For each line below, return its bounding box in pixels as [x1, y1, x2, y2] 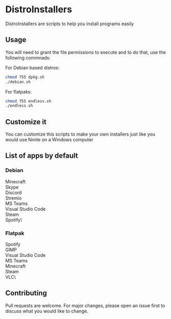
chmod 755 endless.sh [5, 99, 52, 104]
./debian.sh [5, 79, 31, 84]
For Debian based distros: [5, 64, 60, 70]
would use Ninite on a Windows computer [5, 137, 94, 143]
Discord [5, 189, 22, 196]
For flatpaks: [5, 88, 32, 95]
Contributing [5, 289, 47, 297]
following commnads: [5, 54, 51, 61]
